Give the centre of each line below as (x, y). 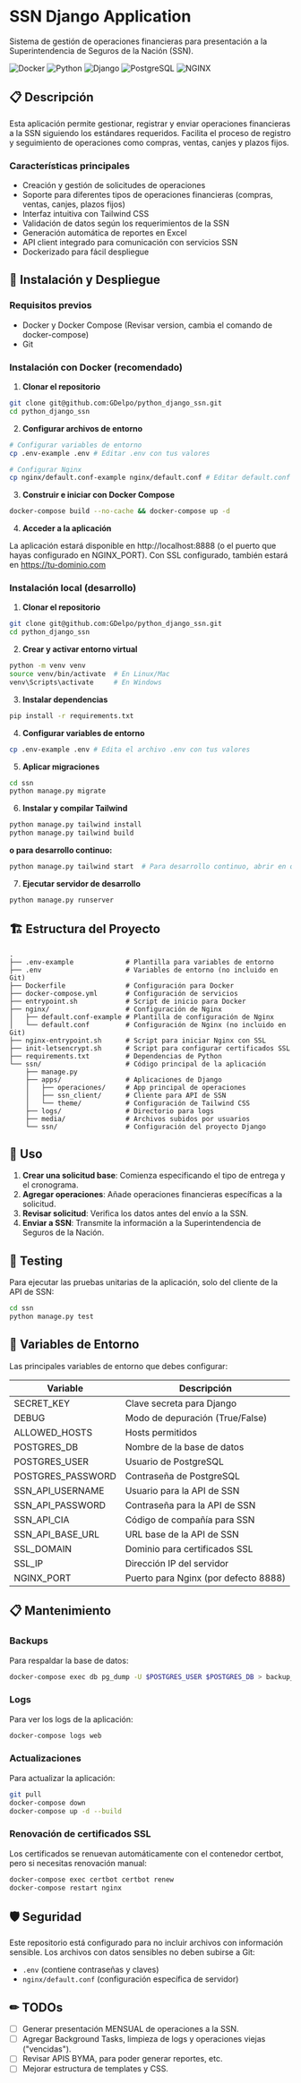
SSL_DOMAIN (43, 1548)
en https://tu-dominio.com (58, 565)
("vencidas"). (47, 2049)
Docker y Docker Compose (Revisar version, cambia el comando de (147, 325)
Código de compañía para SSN (190, 1520)
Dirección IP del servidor (177, 1563)
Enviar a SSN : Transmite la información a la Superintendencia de (142, 1223)
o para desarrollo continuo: (61, 850)
